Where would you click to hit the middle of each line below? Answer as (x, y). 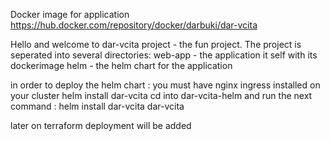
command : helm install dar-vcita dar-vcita (97, 106)
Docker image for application (70, 14)
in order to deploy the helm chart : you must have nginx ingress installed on (165, 85)
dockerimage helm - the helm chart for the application (121, 65)
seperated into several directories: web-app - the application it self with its (164, 55)
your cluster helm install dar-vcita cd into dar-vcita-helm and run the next (161, 95)
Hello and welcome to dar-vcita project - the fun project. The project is (156, 44)
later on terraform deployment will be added (101, 125)
